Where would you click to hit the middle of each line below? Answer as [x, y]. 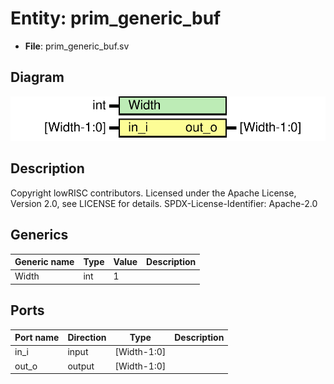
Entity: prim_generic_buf [116, 18]
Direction [87, 338]
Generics [39, 235]
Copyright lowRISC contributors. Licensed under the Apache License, [153, 193]
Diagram [37, 77]
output [81, 366]
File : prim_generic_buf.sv [77, 46]
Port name [37, 338]
